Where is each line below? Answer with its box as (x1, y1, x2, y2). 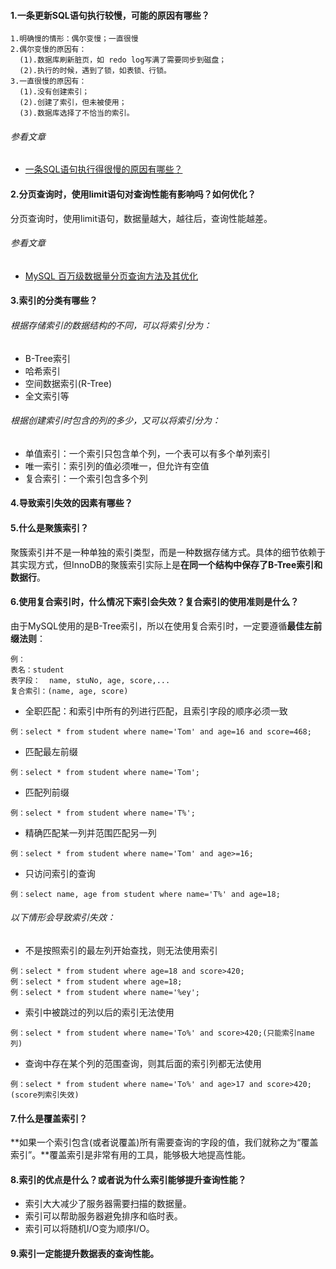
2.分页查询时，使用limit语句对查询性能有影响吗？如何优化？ (10, 188, 257, 200)
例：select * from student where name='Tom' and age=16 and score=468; (10, 726, 312, 737)
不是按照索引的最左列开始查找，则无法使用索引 (24, 945, 218, 957)
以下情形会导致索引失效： (10, 911, 116, 924)
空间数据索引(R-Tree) (24, 377, 113, 389)
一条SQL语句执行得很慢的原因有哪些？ (24, 163, 183, 175)
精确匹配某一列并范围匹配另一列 (24, 826, 157, 839)
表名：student (10, 665, 65, 675)
